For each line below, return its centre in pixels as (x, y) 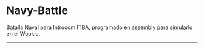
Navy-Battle (37, 11)
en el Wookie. (23, 33)
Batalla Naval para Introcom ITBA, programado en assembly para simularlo (100, 27)
